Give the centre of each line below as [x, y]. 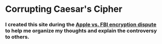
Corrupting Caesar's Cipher [64, 9]
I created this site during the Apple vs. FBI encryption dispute [81, 25]
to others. [17, 37]
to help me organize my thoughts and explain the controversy [81, 31]
